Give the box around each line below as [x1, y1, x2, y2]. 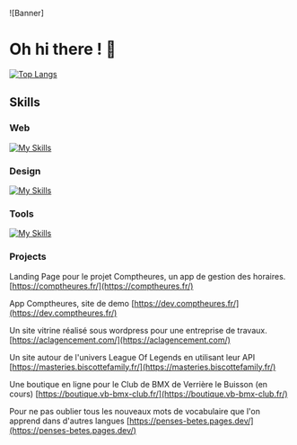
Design [9, 165, 41, 177]
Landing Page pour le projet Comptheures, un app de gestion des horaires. [9, 271, 286, 281]
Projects [9, 251, 47, 263]
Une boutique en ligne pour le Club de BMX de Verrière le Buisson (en [9, 378, 267, 389]
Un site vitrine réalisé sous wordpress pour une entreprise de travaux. [9, 325, 267, 335]
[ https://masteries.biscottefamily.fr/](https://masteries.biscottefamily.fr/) [9, 361, 276, 372]
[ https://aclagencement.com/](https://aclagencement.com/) [9, 334, 231, 345]
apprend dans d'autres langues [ [9, 415, 130, 426]
